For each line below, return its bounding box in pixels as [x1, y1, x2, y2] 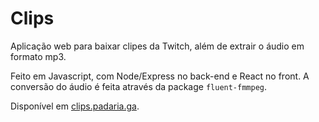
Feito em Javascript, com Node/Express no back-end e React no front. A [10, 70, 310, 82]
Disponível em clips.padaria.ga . [10, 100, 140, 112]
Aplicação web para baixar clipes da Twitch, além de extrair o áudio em [10, 40, 305, 52]
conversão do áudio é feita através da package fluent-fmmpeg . [10, 80, 268, 92]
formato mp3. [10, 50, 67, 62]
